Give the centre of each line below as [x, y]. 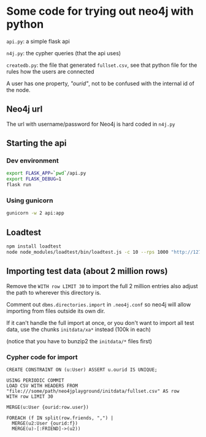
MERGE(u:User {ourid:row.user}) [48, 407]
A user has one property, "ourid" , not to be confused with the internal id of [101, 83]
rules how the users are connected [50, 71]
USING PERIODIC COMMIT [35, 380]
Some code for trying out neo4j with [100, 11]
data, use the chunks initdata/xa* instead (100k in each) [79, 329]
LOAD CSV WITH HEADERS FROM [42, 386]
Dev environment [33, 161]
